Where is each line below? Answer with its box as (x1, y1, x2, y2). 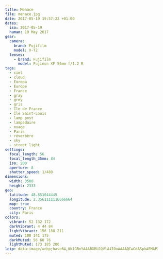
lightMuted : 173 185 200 (9, 242, 60, 247)
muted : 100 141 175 (9, 233, 49, 238)
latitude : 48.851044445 (9, 192, 57, 197)
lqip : (5, 246, 16, 252)
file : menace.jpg (5, 12, 40, 17)
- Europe (9, 84, 27, 89)
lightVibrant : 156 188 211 (9, 228, 64, 233)
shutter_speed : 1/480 (9, 170, 53, 175)
